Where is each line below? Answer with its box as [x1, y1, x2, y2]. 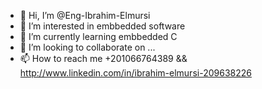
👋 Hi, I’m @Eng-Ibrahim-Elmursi [19, 10, 151, 21]
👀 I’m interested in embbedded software [19, 20, 186, 32]
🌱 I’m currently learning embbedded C [19, 31, 178, 42]
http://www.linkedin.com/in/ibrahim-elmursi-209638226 [19, 67, 252, 79]
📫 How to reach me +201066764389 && [19, 53, 188, 64]
